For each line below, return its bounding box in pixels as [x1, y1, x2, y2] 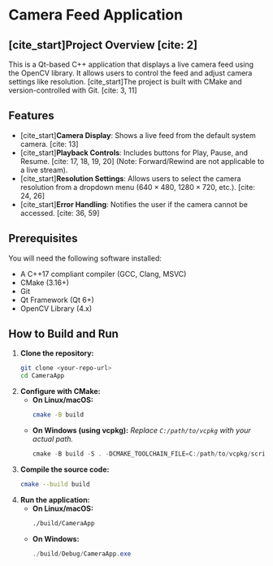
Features [8, 109, 54, 123]
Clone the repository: [19, 348, 94, 358]
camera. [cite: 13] [19, 139, 79, 149]
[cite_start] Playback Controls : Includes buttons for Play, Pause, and [19, 148, 249, 158]
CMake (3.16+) [19, 278, 70, 287]
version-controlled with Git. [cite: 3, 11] [8, 85, 137, 95]
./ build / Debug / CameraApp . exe [32, 550, 132, 558]
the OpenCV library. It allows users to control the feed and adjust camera [8, 68, 253, 78]
